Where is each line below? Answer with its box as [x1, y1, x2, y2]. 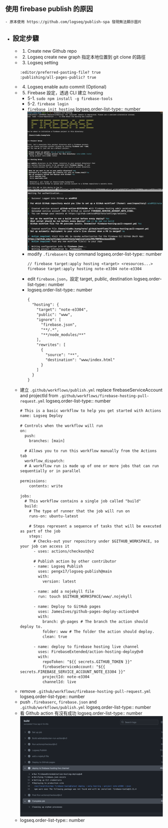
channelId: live [42, 679, 76, 684]
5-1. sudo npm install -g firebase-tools [27, 95, 113, 101]
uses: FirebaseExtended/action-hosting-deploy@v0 [37, 649, 143, 654]
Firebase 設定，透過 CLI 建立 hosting [27, 89, 103, 95]
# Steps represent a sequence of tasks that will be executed [29, 524, 161, 529]
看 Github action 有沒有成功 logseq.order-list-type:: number [19, 710, 142, 717]
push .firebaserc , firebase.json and [19, 699, 97, 705]
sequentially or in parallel [19, 468, 81, 474]
